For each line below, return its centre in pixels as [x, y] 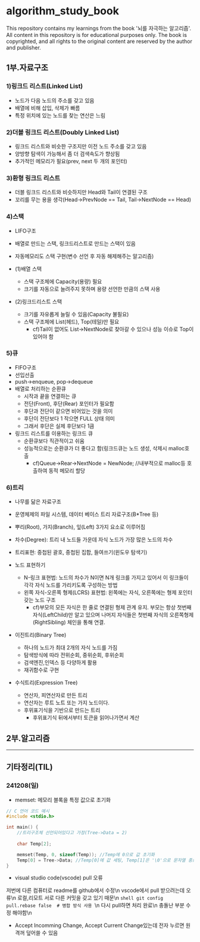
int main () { [22, 827]
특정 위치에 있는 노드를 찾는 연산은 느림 [60, 115]
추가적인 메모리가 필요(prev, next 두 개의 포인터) [71, 161]
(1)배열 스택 [28, 269]
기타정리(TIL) [29, 767]
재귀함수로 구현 [41, 670]
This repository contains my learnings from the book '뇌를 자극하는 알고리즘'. [99, 28]
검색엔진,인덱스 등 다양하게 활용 [60, 663]
